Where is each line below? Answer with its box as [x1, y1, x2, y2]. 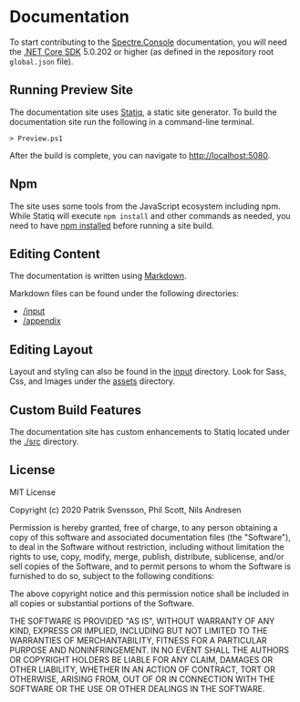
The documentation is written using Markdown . [9, 271, 187, 282]
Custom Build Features [9, 402, 142, 418]
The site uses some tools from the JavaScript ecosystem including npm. [9, 201, 281, 212]
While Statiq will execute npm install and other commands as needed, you [9, 210, 291, 221]
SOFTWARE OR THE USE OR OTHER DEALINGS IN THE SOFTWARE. [9, 683, 265, 694]
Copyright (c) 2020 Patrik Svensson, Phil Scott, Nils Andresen [9, 504, 242, 515]
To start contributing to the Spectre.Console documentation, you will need [9, 36, 287, 47]
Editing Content [9, 246, 100, 262]
